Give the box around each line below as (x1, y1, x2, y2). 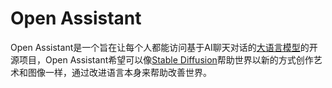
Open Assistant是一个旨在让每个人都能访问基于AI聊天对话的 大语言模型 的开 (10, 41, 318, 53)
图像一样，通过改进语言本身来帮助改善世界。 (27, 66, 212, 78)
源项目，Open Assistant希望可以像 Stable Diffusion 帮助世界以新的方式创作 (10, 53, 314, 66)
